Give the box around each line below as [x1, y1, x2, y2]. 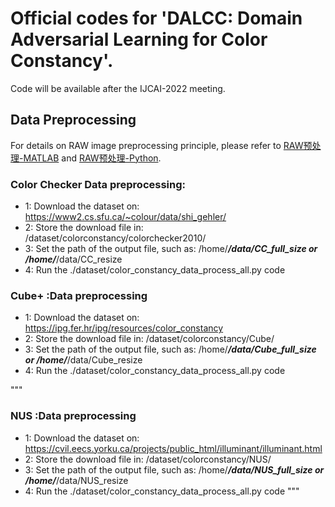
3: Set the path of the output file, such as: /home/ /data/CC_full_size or [24, 243, 318, 255]
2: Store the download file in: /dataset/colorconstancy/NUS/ [24, 453, 272, 465]
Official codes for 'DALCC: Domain [10, 7, 303, 30]
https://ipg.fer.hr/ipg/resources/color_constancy [24, 322, 224, 334]
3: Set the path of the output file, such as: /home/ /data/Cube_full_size [24, 343, 317, 356]
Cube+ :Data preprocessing [10, 288, 148, 302]
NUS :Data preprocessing [10, 409, 137, 423]
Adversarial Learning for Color [10, 28, 268, 51]
